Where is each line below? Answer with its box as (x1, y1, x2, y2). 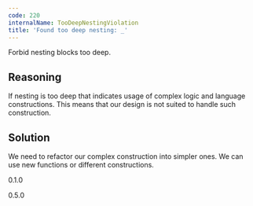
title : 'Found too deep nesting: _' (8, 26, 128, 34)
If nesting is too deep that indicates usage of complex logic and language (8, 91, 246, 101)
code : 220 (8, 11, 41, 20)
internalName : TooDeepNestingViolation (8, 19, 139, 27)
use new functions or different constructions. (8, 160, 155, 169)
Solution (8, 131, 50, 144)
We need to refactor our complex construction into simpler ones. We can (8, 152, 244, 161)
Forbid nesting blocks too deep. (8, 48, 112, 57)
